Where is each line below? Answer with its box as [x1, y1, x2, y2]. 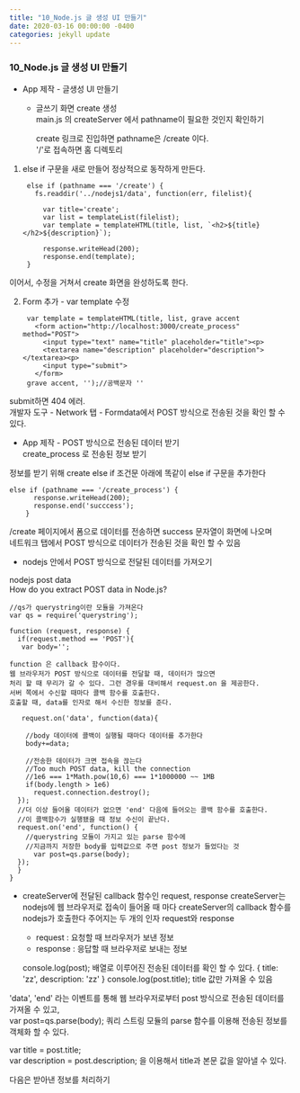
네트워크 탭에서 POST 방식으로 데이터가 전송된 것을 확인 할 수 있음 [9, 537, 241, 548]
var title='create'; [42, 204, 119, 214]
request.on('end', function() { [17, 822, 139, 832]
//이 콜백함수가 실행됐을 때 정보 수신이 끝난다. [17, 815, 171, 824]
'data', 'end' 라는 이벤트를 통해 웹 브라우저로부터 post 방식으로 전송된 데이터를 [9, 992, 285, 1003]
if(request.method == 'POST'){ [17, 634, 135, 643]
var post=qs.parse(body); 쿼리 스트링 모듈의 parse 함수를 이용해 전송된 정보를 [9, 1015, 287, 1026]
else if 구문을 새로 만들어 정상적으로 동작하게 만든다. [22, 163, 206, 174]
